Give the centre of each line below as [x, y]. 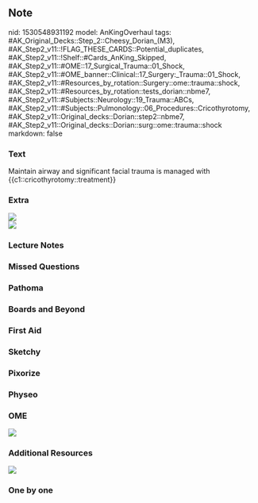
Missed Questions [44, 267]
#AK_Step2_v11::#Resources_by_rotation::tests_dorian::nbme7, [110, 91]
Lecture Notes [36, 245]
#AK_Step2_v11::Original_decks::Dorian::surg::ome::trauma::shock [115, 125]
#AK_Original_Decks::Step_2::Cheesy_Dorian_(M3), [92, 40]
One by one [31, 490]
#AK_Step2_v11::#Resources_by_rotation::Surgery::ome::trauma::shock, [124, 83]
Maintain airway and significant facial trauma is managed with [109, 171]
